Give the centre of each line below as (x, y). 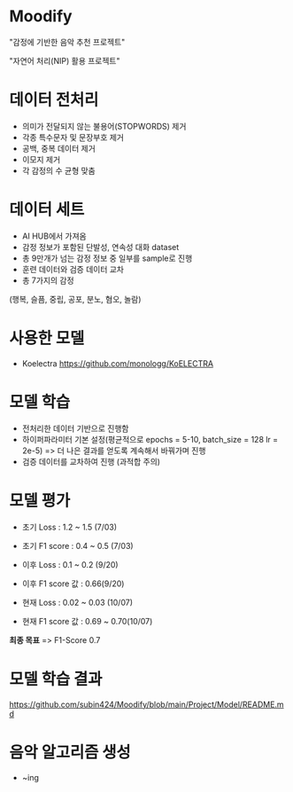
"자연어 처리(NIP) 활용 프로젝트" (65, 60)
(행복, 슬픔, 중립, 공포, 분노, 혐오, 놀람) (75, 299)
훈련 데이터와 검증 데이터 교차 (73, 269)
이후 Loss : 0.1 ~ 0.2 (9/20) (70, 564)
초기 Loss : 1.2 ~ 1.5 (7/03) (69, 527)
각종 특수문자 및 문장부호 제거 (73, 137)
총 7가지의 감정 (48, 280)
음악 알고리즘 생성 (70, 752)
